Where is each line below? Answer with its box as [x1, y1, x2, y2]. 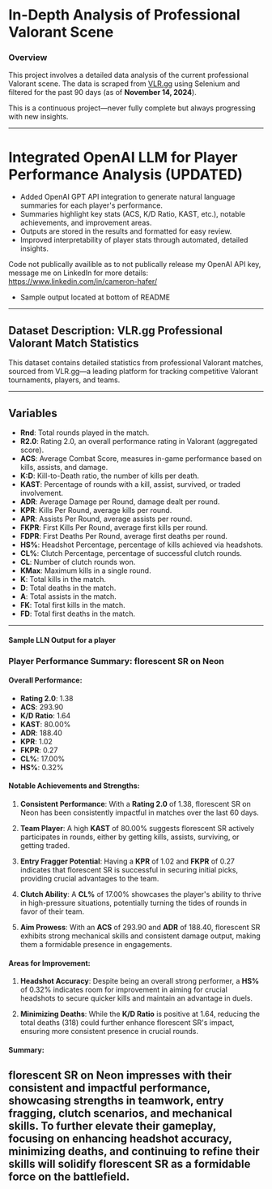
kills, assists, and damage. [19, 463, 108, 472]
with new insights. [8, 112, 69, 122]
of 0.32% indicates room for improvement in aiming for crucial [19, 984, 228, 995]
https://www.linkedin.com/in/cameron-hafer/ [8, 277, 158, 286]
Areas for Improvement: [8, 958, 91, 967]
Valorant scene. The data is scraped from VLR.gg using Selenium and [8, 79, 240, 88]
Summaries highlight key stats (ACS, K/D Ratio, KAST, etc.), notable [19, 209, 245, 219]
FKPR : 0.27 [19, 745, 58, 755]
